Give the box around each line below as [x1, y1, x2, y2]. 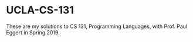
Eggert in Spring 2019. [6, 29, 60, 36]
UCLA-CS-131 [6, 3, 75, 17]
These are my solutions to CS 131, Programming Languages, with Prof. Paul [6, 23, 188, 30]
